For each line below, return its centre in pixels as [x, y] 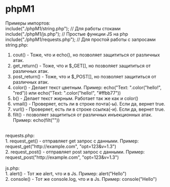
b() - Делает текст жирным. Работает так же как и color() [76, 98]
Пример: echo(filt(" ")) [36, 120]
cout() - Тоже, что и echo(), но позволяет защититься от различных [86, 55]
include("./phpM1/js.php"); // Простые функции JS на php [67, 34]
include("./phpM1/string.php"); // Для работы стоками [63, 28]
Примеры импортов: [28, 23]
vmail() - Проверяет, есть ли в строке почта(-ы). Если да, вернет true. [89, 103]
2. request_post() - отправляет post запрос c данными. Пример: [75, 152]
